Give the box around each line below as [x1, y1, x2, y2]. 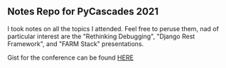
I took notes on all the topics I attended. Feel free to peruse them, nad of [7, 24, 219, 33]
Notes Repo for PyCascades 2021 [7, 6, 158, 18]
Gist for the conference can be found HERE [7, 53, 134, 62]
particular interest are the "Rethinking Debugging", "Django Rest [7, 32, 195, 40]
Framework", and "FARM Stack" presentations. [7, 39, 144, 48]
